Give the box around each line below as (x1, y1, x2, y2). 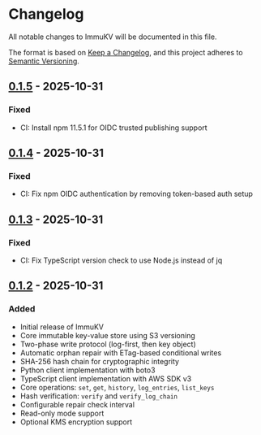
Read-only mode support (19, 408, 105, 418)
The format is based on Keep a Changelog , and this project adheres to (8, 47, 243, 57)
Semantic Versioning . (8, 56, 79, 66)
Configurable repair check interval (19, 399, 135, 409)
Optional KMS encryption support (19, 416, 133, 427)
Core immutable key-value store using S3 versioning (19, 330, 196, 340)
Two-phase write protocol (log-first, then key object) (19, 339, 196, 349)
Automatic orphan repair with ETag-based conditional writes (19, 347, 222, 358)
